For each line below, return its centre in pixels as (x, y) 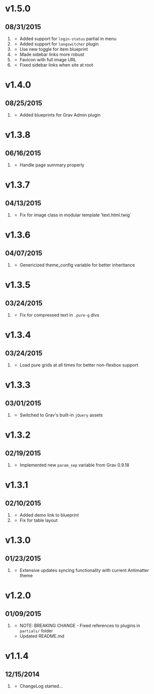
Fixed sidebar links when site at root (56, 65)
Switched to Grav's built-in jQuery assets (61, 415)
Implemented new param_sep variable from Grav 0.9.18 (74, 465)
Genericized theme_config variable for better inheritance (77, 265)
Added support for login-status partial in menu (68, 39)
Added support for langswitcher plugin (59, 44)
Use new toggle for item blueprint (54, 49)
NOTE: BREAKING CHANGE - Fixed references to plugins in (80, 626)
